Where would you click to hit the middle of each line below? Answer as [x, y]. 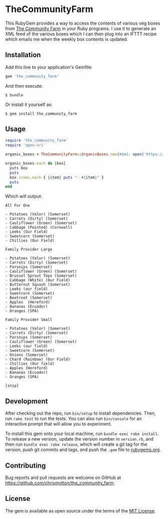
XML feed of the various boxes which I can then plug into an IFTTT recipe [81, 34]
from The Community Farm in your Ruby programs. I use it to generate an [81, 28]
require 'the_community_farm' [37, 141]
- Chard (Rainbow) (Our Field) [38, 359]
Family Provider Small [29, 320]
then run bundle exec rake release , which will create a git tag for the [76, 444]
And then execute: [24, 86]
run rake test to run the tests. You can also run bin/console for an [73, 419]
